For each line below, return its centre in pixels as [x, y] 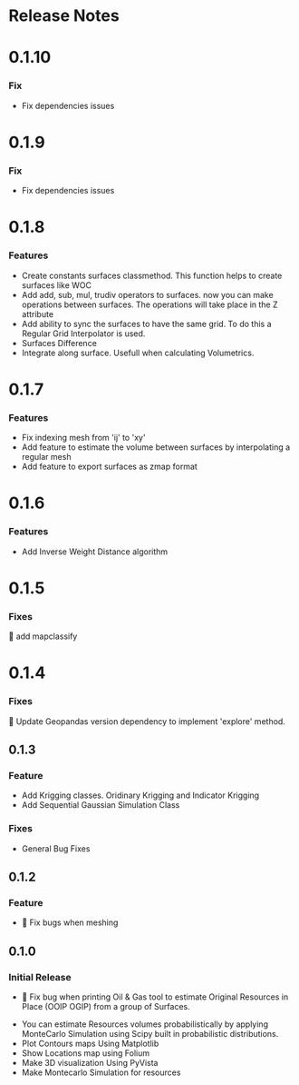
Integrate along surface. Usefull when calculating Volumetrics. [138, 353]
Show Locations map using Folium [86, 1053]
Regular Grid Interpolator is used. [83, 333]
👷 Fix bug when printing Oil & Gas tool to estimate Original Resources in [155, 997]
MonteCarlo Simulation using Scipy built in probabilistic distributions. [150, 1033]
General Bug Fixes [56, 848]
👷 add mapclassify [43, 636]
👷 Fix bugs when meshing [70, 922]
